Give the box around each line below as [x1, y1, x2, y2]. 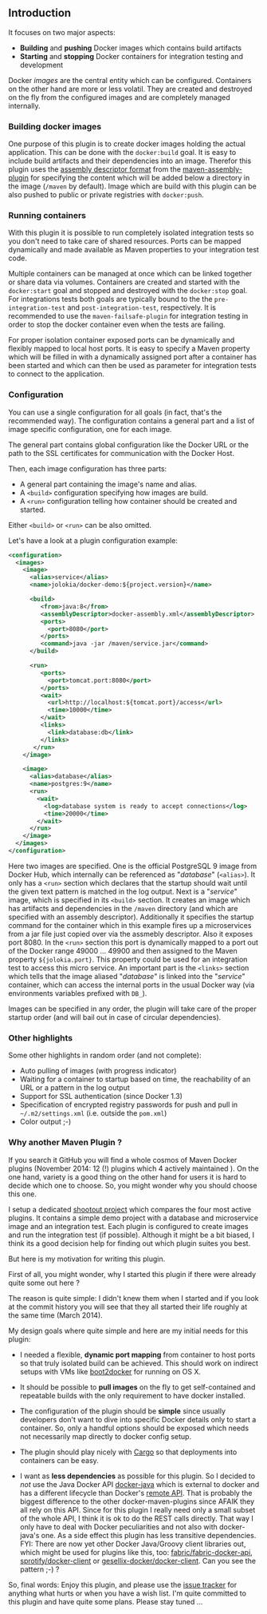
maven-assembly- [183, 165, 243, 174]
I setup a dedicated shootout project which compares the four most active [8, 1204, 252, 1214]
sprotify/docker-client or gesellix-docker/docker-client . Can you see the [19, 1556, 257, 1565]
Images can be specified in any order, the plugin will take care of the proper [8, 1004, 257, 1013]
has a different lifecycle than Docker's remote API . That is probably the [19, 1488, 253, 1497]
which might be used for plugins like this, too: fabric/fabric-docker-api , [19, 1547, 253, 1556]
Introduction [8, 6, 72, 20]
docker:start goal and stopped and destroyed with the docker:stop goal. [8, 286, 248, 295]
